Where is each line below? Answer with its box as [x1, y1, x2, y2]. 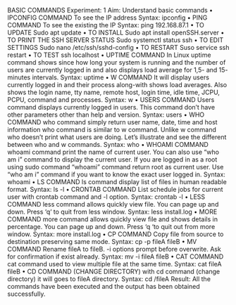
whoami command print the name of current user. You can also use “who [7, 148, 220, 156]
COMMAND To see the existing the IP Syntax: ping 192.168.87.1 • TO [7, 21, 204, 29]
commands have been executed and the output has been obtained [7, 283, 201, 290]
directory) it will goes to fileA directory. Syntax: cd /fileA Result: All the [7, 275, 211, 283]
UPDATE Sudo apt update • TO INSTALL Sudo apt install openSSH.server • [7, 28, 225, 37]
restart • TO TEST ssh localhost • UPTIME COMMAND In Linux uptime [7, 51, 211, 59]
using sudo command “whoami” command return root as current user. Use [7, 163, 224, 171]
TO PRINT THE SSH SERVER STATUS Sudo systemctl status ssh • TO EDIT [7, 36, 224, 44]
